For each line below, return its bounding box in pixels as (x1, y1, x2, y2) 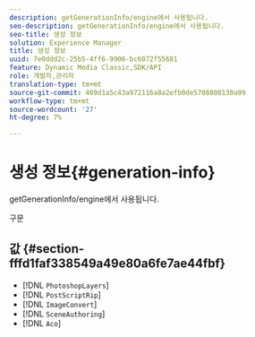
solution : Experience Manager (9, 38, 123, 48)
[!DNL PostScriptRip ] (21, 289, 101, 300)
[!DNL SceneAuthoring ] (21, 308, 106, 319)
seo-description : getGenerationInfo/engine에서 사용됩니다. (9, 22, 225, 30)
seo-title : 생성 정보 (9, 30, 82, 39)
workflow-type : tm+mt (9, 96, 90, 106)
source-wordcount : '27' (9, 105, 98, 114)
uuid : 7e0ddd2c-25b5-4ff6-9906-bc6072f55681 (9, 55, 178, 64)
